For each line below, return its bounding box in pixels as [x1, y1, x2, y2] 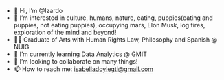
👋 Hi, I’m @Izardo [13, 7, 63, 14]
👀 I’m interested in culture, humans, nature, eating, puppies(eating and [13, 14, 213, 22]
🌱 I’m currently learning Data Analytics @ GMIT [13, 50, 148, 58]
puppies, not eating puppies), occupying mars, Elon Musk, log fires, [13, 21, 205, 29]
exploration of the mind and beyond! [13, 28, 117, 36]
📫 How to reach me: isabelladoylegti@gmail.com [13, 65, 153, 73]
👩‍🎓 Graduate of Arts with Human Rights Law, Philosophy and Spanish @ [13, 36, 218, 44]
